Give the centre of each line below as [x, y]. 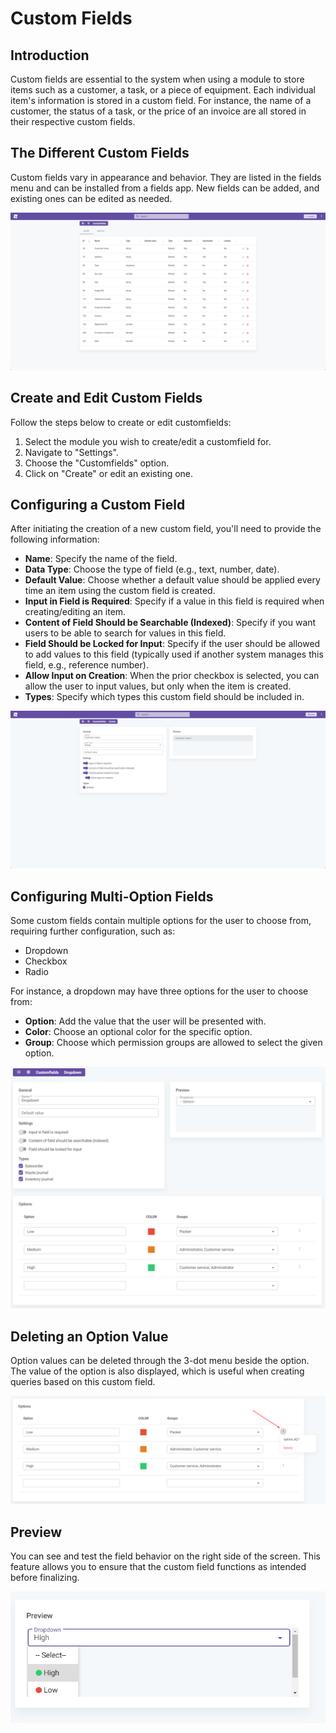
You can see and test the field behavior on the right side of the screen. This [165, 1556]
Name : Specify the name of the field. [101, 559]
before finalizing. [45, 1577]
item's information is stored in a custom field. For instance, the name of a [161, 100]
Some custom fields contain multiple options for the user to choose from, [161, 921]
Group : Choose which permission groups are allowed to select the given [173, 1043]
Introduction [50, 55]
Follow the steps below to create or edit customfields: [121, 422]
